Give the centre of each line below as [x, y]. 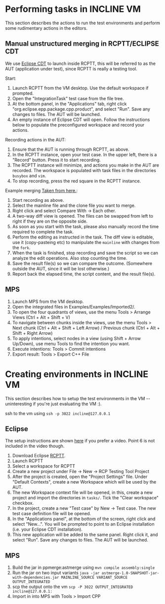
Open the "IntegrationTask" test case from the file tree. [68, 98]
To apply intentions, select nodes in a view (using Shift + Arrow [77, 338]
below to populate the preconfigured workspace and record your [78, 124]
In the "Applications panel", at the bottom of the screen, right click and [84, 519]
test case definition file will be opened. [52, 514]
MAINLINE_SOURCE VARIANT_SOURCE [94, 578]
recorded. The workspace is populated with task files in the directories [84, 170]
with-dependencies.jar [36, 578]
